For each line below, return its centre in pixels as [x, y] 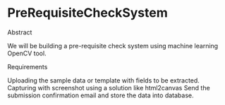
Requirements [28, 66]
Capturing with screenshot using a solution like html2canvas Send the [109, 87]
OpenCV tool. [27, 53]
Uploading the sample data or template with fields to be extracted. [103, 80]
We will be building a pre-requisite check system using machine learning [113, 45]
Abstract [20, 32]
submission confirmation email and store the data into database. [101, 95]
